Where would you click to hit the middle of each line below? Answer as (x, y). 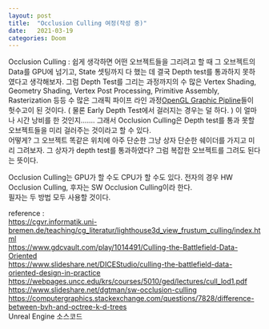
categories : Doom (37, 38)
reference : (26, 214)
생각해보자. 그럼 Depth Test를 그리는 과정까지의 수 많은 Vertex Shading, (143, 82)
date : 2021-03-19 (41, 30)
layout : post (30, 16)
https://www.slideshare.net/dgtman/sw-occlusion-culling (103, 290)
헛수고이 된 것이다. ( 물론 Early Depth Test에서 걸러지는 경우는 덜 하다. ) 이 (125, 110)
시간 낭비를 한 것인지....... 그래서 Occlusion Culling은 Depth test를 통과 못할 (135, 120)
